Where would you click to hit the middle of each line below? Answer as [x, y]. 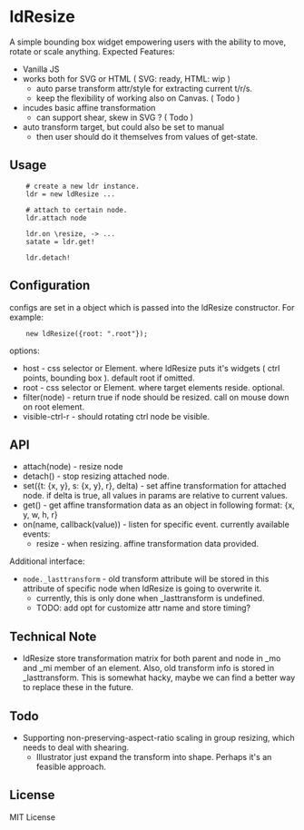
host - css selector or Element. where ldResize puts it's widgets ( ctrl [151, 368]
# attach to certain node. [77, 210]
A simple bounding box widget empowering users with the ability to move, [148, 42]
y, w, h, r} [40, 515]
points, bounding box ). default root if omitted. [108, 378]
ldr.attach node [57, 218]
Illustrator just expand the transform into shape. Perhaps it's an [154, 757]
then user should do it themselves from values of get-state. [147, 136]
